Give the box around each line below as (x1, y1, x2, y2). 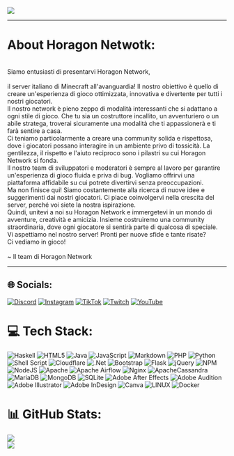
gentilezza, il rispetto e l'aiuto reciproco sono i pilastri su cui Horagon (7, 148, 206, 157)
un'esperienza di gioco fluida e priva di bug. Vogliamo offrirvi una (7, 171, 195, 179)
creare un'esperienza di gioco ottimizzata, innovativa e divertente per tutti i (7, 89, 223, 97)
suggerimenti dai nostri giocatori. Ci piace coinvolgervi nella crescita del (7, 193, 214, 201)
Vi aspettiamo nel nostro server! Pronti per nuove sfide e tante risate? (7, 230, 207, 238)
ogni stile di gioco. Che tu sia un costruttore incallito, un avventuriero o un (7, 111, 219, 120)
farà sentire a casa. (7, 126, 63, 135)
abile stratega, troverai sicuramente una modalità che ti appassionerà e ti (7, 119, 216, 127)
